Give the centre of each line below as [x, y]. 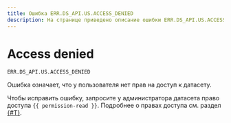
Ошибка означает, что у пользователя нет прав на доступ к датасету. [109, 85]
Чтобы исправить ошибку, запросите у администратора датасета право [113, 98]
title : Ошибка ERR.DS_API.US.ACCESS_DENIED [70, 13]
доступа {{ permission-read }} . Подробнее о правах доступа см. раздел [114, 105]
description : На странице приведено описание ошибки [84, 20]
